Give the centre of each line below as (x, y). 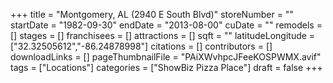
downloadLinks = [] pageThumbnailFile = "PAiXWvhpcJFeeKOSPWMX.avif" (166, 57)
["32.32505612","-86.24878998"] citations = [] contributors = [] (141, 46)
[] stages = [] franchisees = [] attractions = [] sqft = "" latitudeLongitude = (163, 35)
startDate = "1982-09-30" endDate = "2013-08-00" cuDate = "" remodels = (166, 25)
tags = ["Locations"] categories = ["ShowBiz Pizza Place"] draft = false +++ (166, 67)
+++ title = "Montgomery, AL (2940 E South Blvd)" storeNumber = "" (152, 14)
